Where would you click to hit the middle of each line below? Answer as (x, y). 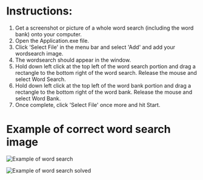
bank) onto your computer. (48, 34)
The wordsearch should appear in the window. (73, 60)
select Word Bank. (38, 98)
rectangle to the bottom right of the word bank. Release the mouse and (104, 92)
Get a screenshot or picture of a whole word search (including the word (104, 28)
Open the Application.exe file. (52, 40)
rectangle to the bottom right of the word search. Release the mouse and (106, 72)
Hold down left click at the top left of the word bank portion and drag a (103, 85)
